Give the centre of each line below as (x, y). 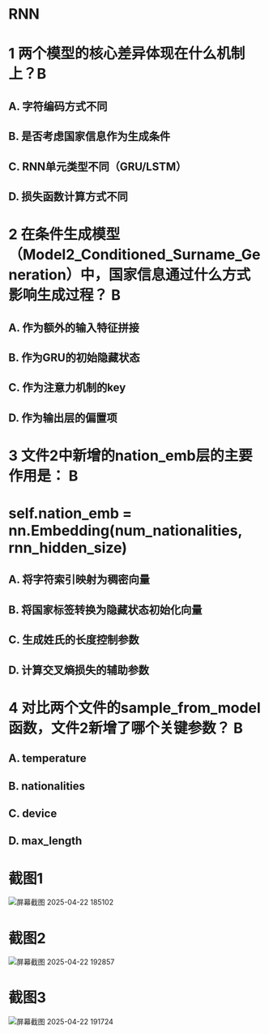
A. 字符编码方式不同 (58, 106)
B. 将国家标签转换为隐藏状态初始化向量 (105, 610)
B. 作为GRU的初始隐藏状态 (74, 357)
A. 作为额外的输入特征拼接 (74, 328)
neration (37, 275)
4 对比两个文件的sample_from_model (134, 708)
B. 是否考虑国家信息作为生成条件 (90, 137)
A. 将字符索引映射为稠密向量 (79, 580)
